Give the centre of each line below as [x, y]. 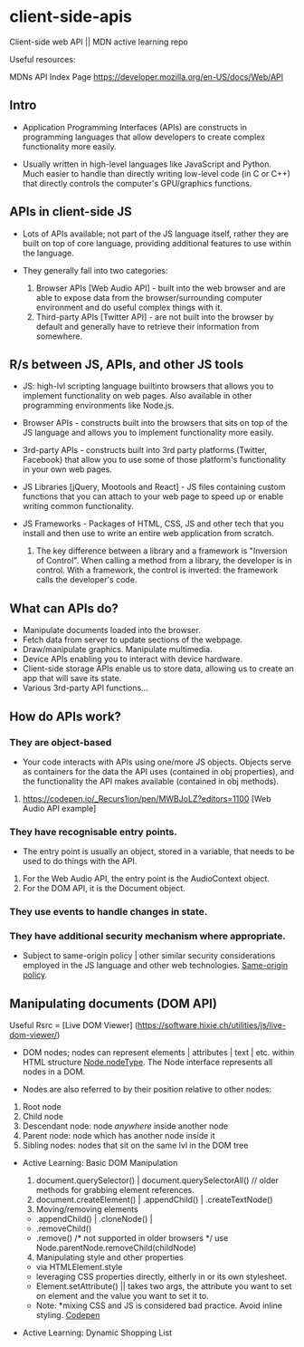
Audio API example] [59, 808]
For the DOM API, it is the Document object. [104, 889]
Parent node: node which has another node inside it [119, 1136]
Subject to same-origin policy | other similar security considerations [149, 956]
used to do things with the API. [80, 861]
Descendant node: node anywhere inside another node [125, 1126]
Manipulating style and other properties [109, 1257]
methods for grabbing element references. [115, 1190]
